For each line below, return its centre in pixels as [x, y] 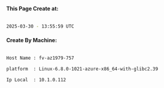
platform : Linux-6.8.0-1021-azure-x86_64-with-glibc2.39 [82, 69]
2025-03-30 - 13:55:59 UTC [40, 27]
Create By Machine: [32, 40]
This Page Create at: [32, 8]
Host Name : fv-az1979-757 [40, 58]
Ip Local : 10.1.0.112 [36, 80]
